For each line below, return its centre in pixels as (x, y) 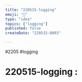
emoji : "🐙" (16, 14)
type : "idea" (19, 19)
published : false (23, 28)
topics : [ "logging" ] (27, 24)
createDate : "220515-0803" (33, 33)
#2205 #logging (22, 51)
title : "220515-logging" (31, 10)
